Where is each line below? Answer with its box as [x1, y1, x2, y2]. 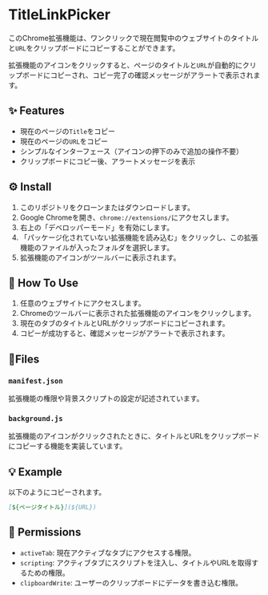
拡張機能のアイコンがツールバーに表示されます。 [19, 253, 181, 262]
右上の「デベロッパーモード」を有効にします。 [19, 222, 174, 232]
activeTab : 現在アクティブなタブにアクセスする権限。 [19, 548, 196, 557]
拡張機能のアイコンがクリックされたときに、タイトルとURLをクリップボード [8, 431, 260, 441]
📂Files [8, 352, 40, 366]
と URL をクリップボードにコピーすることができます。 [8, 42, 180, 53]
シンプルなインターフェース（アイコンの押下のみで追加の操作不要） [19, 146, 244, 156]
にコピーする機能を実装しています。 [8, 441, 127, 451]
